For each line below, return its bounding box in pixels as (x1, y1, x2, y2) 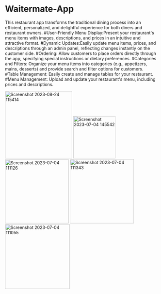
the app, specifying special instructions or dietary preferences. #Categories (5, 55, 157, 61)
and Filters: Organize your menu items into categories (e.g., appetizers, (5, 61, 147, 67)
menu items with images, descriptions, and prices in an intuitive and (5, 35, 141, 41)
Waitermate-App (5, 3, 74, 15)
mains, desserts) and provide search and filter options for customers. (5, 66, 144, 71)
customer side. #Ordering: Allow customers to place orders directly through (5, 50, 156, 56)
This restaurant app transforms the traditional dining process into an (5, 19, 142, 25)
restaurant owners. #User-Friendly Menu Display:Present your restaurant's (5, 30, 154, 35)
